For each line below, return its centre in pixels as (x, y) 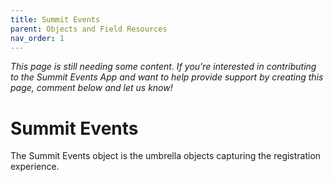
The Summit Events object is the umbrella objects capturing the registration (166, 156)
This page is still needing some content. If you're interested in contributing (163, 67)
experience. (35, 167)
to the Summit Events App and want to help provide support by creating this (167, 77)
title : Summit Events (55, 19)
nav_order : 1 (37, 38)
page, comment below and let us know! (91, 88)
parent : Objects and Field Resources (89, 29)
